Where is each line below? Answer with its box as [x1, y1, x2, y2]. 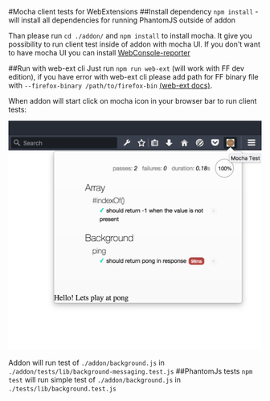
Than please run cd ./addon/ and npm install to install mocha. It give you [8, 31, 253, 40]
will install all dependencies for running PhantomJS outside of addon [8, 15, 235, 25]
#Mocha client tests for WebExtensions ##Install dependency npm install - [8, 7, 259, 16]
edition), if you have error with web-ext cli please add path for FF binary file [8, 72, 259, 81]
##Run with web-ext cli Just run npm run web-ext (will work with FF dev [8, 63, 245, 73]
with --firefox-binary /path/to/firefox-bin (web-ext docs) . [8, 80, 213, 90]
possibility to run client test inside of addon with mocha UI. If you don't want [8, 39, 261, 49]
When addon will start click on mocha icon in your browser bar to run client [8, 96, 257, 105]
